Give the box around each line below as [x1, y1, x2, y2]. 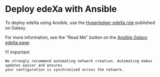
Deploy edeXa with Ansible [5, 3, 117, 15]
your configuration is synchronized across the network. [5, 67, 124, 72]
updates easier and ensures [5, 63, 63, 68]
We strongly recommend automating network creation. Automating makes [5, 58, 153, 63]
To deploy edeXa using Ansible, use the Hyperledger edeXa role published [5, 20, 156, 26]
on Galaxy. [5, 25, 27, 30]
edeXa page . [5, 39, 31, 45]
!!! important [5, 49, 30, 55]
